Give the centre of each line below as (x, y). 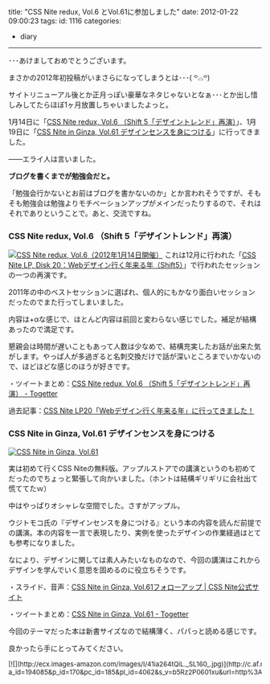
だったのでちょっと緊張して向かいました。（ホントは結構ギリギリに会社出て (133, 478)
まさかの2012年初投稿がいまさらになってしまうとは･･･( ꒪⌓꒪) (109, 78)
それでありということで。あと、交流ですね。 (82, 213)
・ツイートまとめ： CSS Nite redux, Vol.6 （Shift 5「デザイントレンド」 (126, 383)
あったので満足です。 (43, 330)
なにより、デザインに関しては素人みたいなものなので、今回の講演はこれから (135, 559)
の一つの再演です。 (40, 275)
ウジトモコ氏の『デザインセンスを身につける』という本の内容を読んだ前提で (135, 522)
